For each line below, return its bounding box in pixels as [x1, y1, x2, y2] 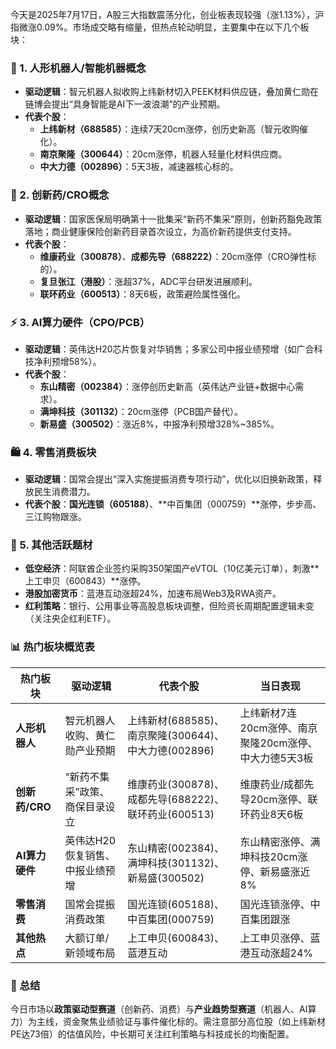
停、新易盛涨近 [239, 864, 311, 878]
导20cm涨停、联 [239, 792, 318, 806]
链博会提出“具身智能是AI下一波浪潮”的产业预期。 [24, 98, 226, 110]
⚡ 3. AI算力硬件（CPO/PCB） [10, 315, 151, 329]
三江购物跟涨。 [24, 511, 87, 523]
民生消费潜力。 [33, 486, 96, 498]
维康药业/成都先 [239, 777, 315, 791]
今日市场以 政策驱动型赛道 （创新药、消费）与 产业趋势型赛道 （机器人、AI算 [10, 1003, 317, 1015]
